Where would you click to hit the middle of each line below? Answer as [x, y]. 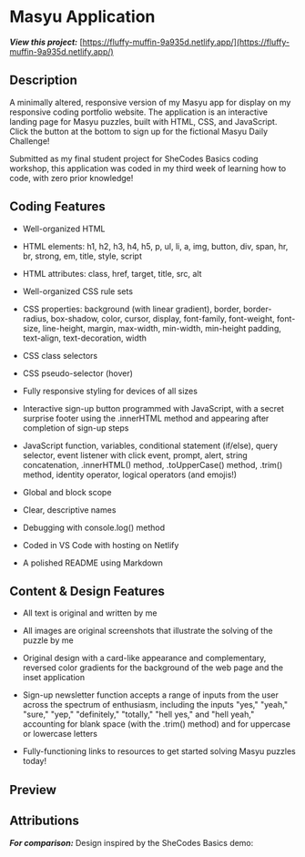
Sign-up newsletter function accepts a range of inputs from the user [151, 695]
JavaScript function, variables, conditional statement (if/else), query [150, 445]
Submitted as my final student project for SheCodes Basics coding [134, 158]
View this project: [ [46, 42]
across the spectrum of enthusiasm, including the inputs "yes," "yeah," [155, 705]
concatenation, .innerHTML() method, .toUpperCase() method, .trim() [152, 464]
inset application [53, 678]
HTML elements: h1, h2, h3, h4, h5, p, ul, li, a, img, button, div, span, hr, [155, 246]
